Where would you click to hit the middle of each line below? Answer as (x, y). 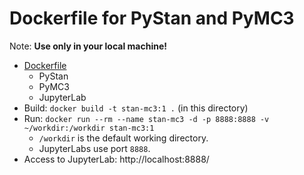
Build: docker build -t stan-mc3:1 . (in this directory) (136, 108)
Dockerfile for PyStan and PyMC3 (152, 18)
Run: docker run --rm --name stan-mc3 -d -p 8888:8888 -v (146, 118)
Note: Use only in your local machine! (88, 46)
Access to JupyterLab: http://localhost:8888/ (116, 159)
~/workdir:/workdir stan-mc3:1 (89, 128)
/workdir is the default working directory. (123, 138)
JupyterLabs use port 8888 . (94, 148)
